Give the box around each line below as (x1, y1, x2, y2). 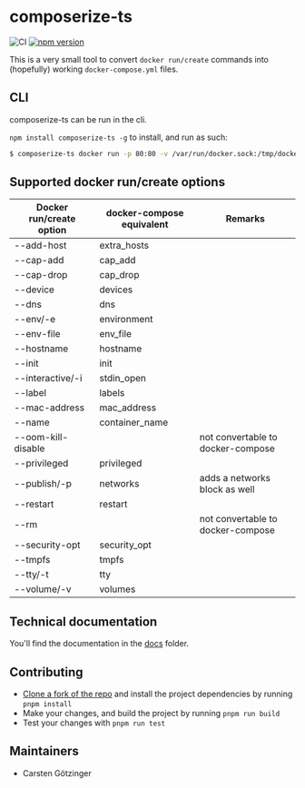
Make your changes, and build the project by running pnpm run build (22, 708, 280, 719)
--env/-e (14, 313, 56, 326)
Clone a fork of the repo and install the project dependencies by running (22, 688, 293, 700)
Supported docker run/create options (9, 174, 225, 190)
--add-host (14, 239, 67, 251)
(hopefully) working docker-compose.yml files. (9, 64, 179, 74)
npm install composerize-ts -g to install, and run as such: (9, 132, 229, 143)
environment (99, 313, 153, 326)
